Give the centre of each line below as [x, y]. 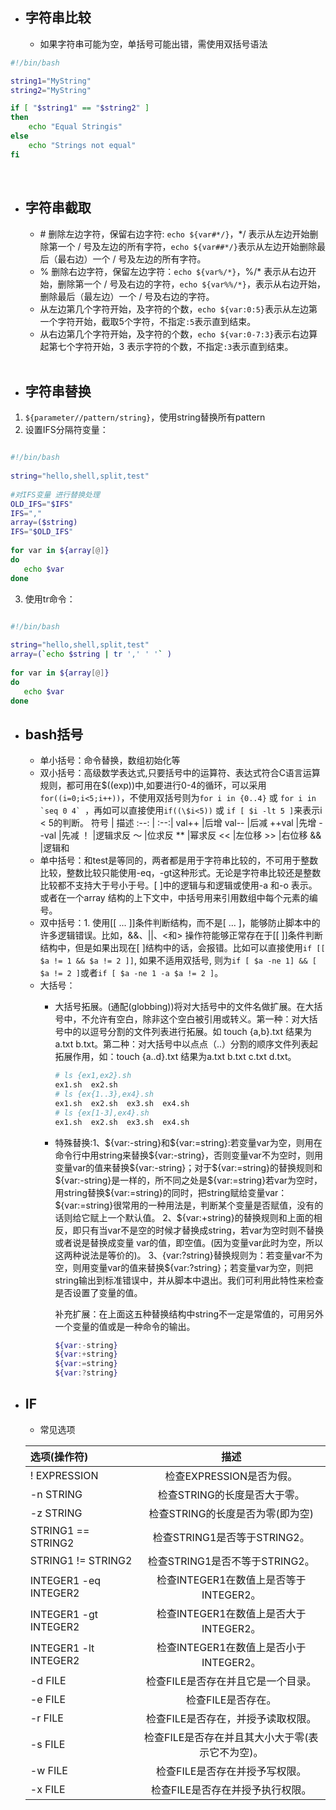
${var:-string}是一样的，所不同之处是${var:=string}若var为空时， [188, 1180]
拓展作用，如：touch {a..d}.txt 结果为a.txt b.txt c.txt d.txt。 [175, 1057]
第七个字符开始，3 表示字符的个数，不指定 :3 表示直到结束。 [171, 346]
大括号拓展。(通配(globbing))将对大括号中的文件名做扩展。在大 [184, 1007]
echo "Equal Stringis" [75, 127]
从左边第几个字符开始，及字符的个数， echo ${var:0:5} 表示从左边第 [178, 309]
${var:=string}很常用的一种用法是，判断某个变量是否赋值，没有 [184, 1205]
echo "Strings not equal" [82, 145]
